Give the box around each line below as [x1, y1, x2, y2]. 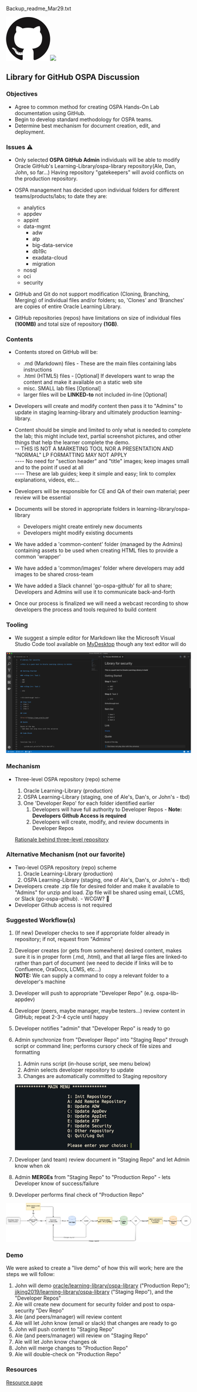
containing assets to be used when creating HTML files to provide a [14, 547, 178, 554]
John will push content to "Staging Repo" [14, 1326, 114, 1333]
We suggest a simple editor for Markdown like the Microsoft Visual [14, 634, 175, 641]
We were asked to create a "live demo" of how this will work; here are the [6, 1264, 184, 1271]
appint [23, 216, 39, 223]
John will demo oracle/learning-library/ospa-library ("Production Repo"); [14, 1282, 191, 1289]
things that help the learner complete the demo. [14, 439, 130, 446]
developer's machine [14, 978, 66, 985]
